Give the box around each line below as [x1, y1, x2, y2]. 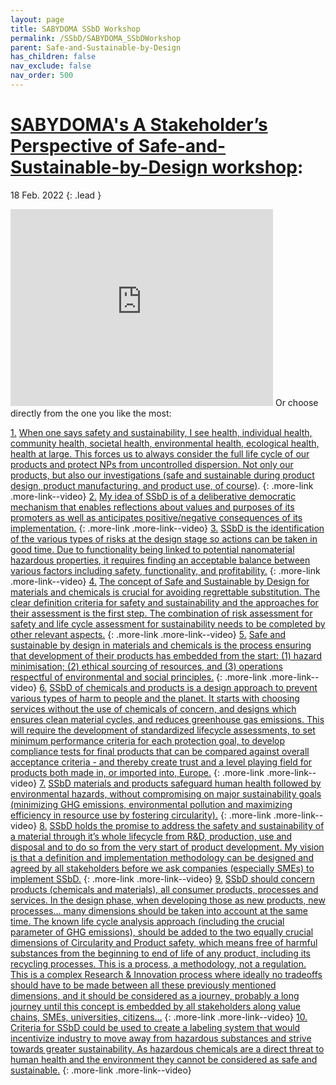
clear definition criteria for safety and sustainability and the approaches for [10, 596, 319, 608]
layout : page [10, 14, 65, 25]
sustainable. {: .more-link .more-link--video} [10, 1064, 192, 1076]
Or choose [274, 396, 319, 408]
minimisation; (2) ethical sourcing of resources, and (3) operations [10, 660, 283, 672]
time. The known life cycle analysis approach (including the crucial [10, 915, 285, 927]
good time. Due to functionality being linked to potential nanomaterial [10, 543, 295, 555]
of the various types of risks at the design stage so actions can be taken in [10, 532, 318, 545]
